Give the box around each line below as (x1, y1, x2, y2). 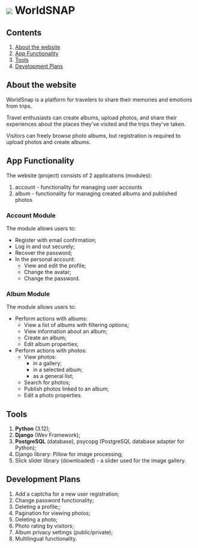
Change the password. (23, 275, 80, 282)
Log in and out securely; (14, 243, 75, 250)
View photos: (23, 353, 57, 361)
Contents (6, 28, 42, 38)
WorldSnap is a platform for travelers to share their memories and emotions (6, 96, 193, 103)
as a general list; (32, 373, 74, 380)
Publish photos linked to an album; (23, 385, 109, 392)
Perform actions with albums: (14, 315, 88, 322)
